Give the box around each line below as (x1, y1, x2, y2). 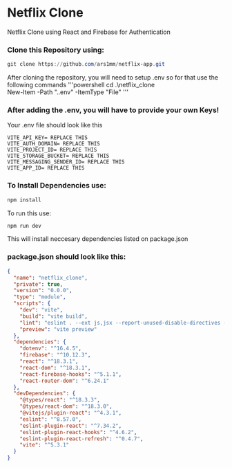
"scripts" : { (13, 300, 51, 307)
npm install (7, 196, 41, 204)
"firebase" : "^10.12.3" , (19, 352, 91, 359)
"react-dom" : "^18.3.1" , (19, 364, 91, 371)
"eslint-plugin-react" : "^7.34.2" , (19, 422, 122, 429)
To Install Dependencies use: (7, 181, 107, 190)
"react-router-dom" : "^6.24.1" (19, 377, 110, 384)
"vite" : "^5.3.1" (19, 442, 70, 449)
